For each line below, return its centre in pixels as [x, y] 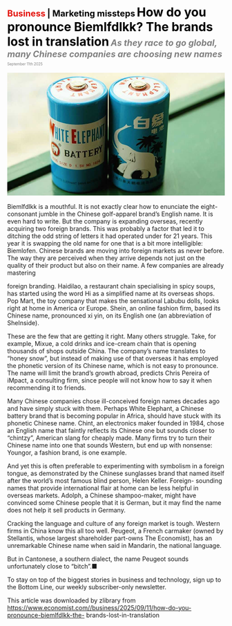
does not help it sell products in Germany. [66, 510]
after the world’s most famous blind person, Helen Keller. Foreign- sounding [115, 480]
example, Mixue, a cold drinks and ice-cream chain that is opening [102, 343]
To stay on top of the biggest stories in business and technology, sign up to [114, 580]
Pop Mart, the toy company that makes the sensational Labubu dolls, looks [113, 301]
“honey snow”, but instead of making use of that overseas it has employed [113, 358]
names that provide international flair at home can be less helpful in [103, 488]
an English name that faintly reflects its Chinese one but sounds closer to [111, 430]
